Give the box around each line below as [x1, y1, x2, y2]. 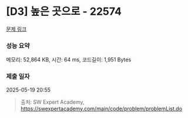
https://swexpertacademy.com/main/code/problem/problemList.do [20, 105, 183, 112]
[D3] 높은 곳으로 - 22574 [6, 5, 122, 18]
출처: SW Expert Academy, [20, 98, 85, 106]
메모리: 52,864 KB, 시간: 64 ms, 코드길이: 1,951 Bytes [6, 56, 132, 63]
